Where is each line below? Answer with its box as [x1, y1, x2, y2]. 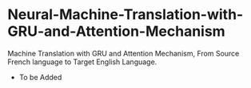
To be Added [18, 72, 62, 82]
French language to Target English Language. [7, 57, 157, 67]
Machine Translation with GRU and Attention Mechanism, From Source [7, 48, 240, 58]
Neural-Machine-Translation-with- [7, 6, 244, 24]
